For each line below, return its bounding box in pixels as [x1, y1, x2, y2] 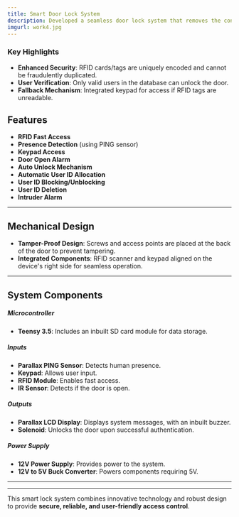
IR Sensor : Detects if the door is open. [17, 383, 130, 392]
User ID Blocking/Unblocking [17, 178, 105, 187]
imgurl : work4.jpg [7, 23, 62, 31]
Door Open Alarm [17, 156, 71, 164]
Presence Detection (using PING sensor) [17, 140, 139, 149]
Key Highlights [7, 47, 59, 57]
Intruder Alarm [17, 193, 63, 202]
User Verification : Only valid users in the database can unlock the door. [17, 78, 229, 87]
